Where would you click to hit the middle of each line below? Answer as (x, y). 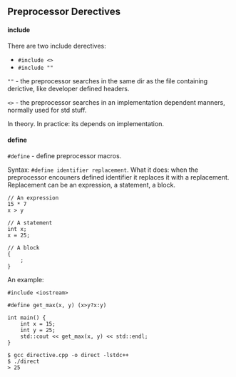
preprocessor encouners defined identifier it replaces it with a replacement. (118, 177)
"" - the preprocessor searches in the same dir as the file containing (108, 81)
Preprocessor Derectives (64, 12)
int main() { (27, 317)
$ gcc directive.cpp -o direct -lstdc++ (68, 355)
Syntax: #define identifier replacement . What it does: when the (103, 170)
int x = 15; (38, 324)
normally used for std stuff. (47, 110)
